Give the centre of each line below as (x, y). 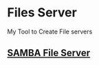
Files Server (42, 13)
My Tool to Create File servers (50, 31)
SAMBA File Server (49, 53)
